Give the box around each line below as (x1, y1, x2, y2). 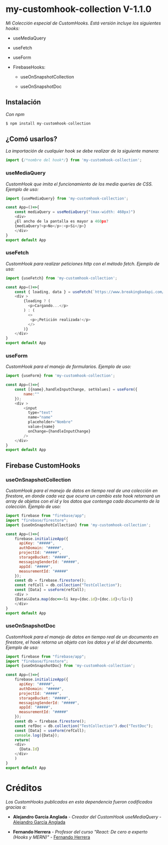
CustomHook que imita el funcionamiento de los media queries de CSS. (5, 181, 153, 187)
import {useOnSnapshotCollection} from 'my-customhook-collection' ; (5, 522, 151, 527)
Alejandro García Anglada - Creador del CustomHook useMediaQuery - (12, 813, 162, 819)
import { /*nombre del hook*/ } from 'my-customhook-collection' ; (5, 157, 142, 163)
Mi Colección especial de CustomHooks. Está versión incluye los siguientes (5, 20, 161, 26)
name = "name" (27, 415, 53, 420)
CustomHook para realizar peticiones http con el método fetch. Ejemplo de (5, 260, 160, 266)
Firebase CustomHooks (5, 461, 80, 469)
